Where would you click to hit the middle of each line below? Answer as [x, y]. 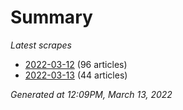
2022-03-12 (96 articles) [76, 64]
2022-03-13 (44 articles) [76, 75]
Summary [51, 17]
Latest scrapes [41, 45]
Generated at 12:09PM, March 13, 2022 [91, 94]
